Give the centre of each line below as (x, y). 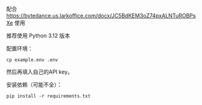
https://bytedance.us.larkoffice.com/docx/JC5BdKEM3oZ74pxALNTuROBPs (101, 16)
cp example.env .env (32, 60)
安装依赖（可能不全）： (34, 84)
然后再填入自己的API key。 (40, 72)
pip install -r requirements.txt (49, 96)
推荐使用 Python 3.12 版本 (38, 36)
